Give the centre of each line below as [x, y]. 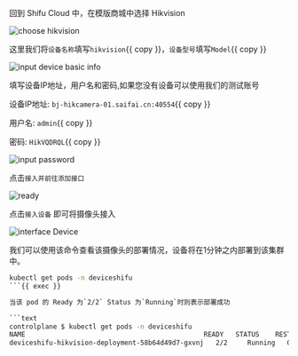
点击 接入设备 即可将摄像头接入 [63, 214]
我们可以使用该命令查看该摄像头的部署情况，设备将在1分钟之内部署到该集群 [147, 250]
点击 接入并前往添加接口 [47, 178]
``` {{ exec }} [35, 286]
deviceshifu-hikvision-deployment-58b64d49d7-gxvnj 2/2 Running [142, 343]
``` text [24, 318]
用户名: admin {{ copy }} [51, 123]
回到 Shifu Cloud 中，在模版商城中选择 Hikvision [97, 13]
